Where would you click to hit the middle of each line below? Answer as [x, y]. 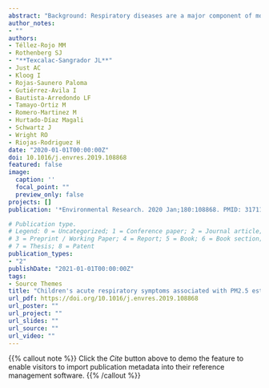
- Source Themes [35, 284]
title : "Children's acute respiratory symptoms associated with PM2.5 [128, 291]
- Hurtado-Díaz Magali [46, 120]
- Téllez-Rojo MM [37, 46]
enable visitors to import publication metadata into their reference [116, 367]
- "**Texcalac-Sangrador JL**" [60, 61]
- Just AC [25, 68]
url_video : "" [32, 336]
